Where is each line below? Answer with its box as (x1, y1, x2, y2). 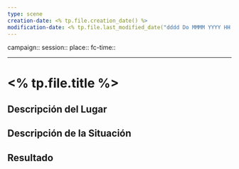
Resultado (7, 151, 53, 164)
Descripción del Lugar (7, 103, 107, 115)
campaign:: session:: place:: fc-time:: (7, 43, 116, 52)
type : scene (7, 10, 43, 18)
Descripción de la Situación (7, 128, 132, 140)
